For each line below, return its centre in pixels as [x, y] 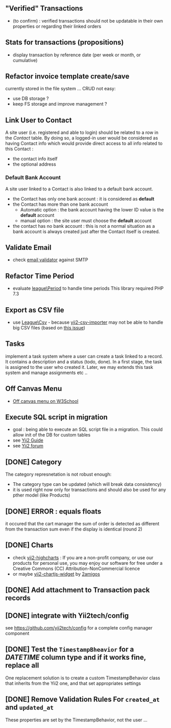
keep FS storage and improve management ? [60, 104]
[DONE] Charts [29, 545]
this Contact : [19, 149]
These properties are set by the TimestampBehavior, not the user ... [76, 720]
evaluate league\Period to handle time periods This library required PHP [88, 288]
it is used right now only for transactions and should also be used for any [89, 490]
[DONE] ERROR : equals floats [53, 511]
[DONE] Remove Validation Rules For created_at [82, 700]
